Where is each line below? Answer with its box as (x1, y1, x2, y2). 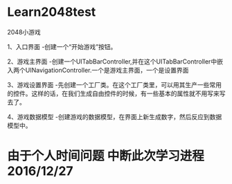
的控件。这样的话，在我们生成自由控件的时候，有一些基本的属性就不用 (7, 89, 208, 98)
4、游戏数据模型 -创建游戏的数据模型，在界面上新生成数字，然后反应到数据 (7, 112, 222, 121)
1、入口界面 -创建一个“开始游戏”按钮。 (7, 42, 117, 50)
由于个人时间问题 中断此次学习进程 (7, 148, 204, 164)
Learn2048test (7, 4, 96, 20)
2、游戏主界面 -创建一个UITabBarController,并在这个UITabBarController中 (7, 57, 217, 66)
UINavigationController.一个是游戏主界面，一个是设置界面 (25, 66, 189, 74)
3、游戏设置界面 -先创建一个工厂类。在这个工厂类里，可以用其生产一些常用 (7, 80, 222, 89)
